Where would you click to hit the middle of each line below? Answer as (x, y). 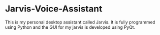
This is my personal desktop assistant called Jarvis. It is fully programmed (80, 22)
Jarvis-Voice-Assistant (54, 9)
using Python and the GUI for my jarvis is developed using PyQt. (70, 27)
